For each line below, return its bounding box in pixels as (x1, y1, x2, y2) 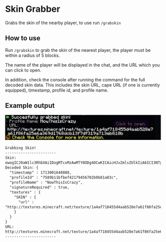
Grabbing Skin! (5, 145, 37, 151)
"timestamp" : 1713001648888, (9, 170, 72, 175)
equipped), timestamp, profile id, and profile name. (5, 87, 109, 93)
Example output (5, 102, 55, 110)
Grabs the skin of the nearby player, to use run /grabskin (5, 20, 121, 26)
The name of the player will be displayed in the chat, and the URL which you (5, 62, 160, 68)
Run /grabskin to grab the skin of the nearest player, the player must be (5, 47, 151, 53)
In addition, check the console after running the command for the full (5, 76, 145, 82)
